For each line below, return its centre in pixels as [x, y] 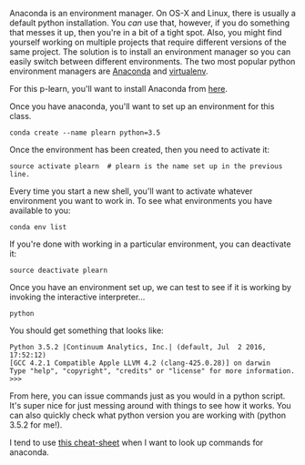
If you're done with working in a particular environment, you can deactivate [150, 244]
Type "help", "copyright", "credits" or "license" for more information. [152, 371]
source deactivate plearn [58, 270]
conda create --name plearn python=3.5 [85, 133]
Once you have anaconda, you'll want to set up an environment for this [142, 106]
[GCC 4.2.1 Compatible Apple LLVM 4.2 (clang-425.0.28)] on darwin [140, 363]
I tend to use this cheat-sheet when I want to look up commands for [137, 442]
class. [20, 116]
